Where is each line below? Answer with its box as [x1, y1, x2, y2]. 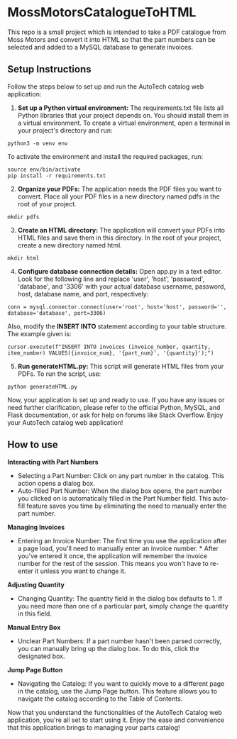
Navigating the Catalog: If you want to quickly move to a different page [17, 679, 225, 688]
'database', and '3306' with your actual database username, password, [17, 282, 226, 291]
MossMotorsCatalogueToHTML [7, 4, 197, 21]
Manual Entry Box [7, 623, 61, 631]
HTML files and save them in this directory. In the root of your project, [17, 233, 222, 242]
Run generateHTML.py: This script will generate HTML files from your [17, 362, 224, 370]
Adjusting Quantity [7, 580, 65, 589]
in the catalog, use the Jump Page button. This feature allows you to [17, 687, 218, 695]
